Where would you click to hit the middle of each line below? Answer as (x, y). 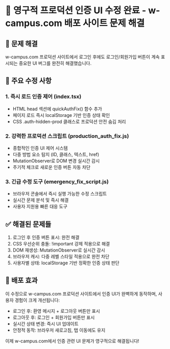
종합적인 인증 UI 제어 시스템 (40, 148)
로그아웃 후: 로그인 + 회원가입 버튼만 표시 (54, 317)
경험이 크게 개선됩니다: (37, 300)
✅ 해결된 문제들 (28, 224)
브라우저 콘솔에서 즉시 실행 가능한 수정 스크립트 (60, 194)
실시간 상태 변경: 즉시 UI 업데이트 (46, 323)
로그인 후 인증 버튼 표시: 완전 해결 (46, 237)
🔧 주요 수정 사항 (29, 81)
